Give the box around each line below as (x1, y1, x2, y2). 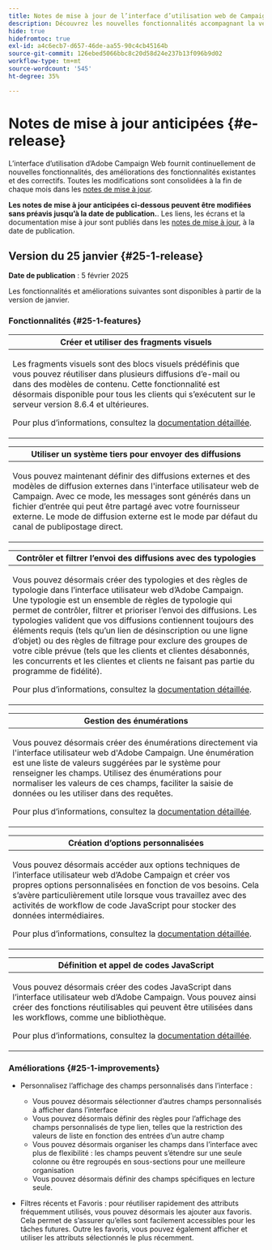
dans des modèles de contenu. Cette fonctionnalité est (12, 378, 220, 389)
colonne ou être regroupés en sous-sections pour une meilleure (32, 1157, 245, 1166)
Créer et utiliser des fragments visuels (60, 336, 212, 347)
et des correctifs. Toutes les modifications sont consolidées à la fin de (8, 175, 243, 185)
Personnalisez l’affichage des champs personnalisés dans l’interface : (19, 1080, 253, 1090)
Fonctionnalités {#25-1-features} (8, 316, 142, 327)
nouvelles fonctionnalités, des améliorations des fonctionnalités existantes (8, 167, 257, 177)
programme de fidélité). (12, 665, 103, 677)
